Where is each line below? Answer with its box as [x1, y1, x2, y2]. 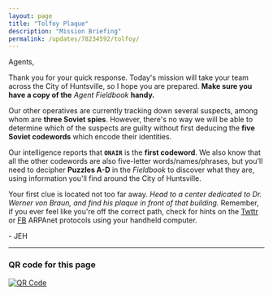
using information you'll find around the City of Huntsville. [8, 174, 201, 183]
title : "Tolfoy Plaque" [8, 20, 89, 28]
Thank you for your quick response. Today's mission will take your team [8, 73, 249, 82]
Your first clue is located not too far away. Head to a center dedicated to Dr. [8, 189, 262, 200]
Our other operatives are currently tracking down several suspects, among [8, 106, 258, 116]
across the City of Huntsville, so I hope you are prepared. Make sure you [8, 81, 253, 91]
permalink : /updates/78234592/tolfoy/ [8, 34, 140, 43]
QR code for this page [8, 259, 96, 271]
